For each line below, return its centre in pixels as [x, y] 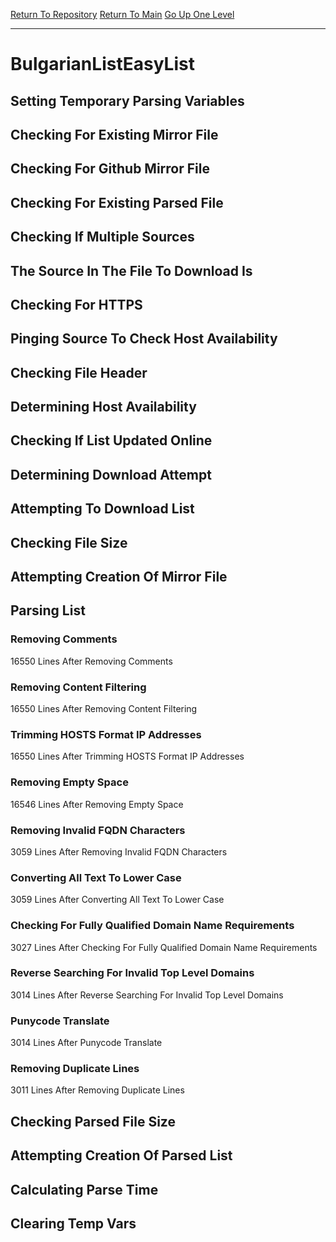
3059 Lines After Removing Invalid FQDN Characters [119, 851]
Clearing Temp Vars [73, 1223]
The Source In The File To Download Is [131, 270]
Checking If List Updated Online [111, 440]
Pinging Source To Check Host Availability [144, 339]
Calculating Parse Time [84, 1189]
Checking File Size [69, 542]
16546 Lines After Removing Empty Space [97, 804]
